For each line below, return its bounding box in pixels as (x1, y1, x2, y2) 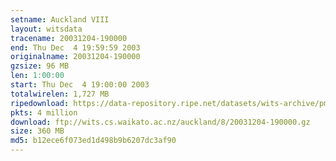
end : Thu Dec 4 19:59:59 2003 (10, 42, 141, 53)
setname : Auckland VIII (10, 14, 110, 25)
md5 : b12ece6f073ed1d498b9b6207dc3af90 (10, 136, 177, 146)
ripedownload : (10, 98, 70, 108)
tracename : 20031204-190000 (10, 33, 128, 43)
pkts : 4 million (10, 107, 78, 118)
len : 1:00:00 (10, 71, 65, 81)
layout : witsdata (10, 24, 83, 34)
